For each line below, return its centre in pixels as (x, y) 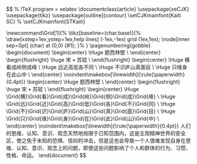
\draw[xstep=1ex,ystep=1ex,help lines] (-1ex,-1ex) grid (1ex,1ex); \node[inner (98, 39)
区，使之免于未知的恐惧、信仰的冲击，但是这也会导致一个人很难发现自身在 (96, 140)
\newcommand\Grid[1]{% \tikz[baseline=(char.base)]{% (74, 33)
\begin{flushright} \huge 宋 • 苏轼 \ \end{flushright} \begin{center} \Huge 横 (98, 60)
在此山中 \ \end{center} (34, 74)
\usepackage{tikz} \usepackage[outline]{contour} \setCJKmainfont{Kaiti (94, 15)
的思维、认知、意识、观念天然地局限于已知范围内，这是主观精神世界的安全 (96, 133)
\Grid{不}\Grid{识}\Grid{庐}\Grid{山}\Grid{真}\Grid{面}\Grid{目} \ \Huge (91, 111)
